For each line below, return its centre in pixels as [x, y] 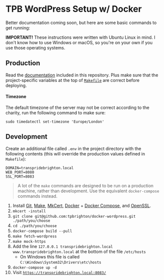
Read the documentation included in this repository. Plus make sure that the [82, 75]
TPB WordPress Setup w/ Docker [74, 9]
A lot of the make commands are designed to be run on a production [85, 185]
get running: [18, 27]
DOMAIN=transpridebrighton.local [40, 168]
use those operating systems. [35, 48]
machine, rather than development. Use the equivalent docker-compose [88, 191]
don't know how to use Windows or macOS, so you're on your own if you [79, 42]
